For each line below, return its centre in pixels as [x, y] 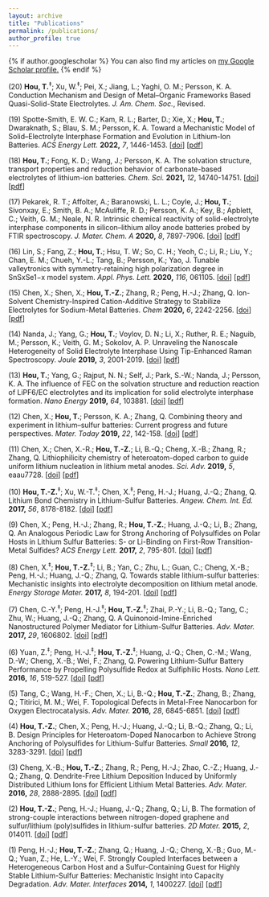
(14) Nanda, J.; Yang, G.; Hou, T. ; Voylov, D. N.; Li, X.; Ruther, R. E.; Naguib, [132, 334]
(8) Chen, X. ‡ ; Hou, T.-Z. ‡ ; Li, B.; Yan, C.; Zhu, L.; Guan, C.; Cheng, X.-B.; [129, 566]
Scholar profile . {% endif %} [55, 70]
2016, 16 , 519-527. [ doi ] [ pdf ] [56, 677]
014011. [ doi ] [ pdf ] [38, 834]
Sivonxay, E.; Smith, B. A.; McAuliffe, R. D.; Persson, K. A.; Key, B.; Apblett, [131, 210]
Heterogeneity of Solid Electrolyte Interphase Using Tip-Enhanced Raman [130, 351]
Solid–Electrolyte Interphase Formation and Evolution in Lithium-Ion [120, 136]
